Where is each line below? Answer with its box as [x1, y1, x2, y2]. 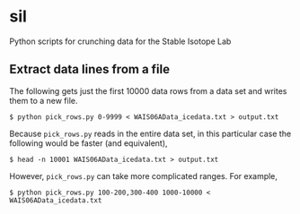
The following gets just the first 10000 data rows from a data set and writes [9, 85, 287, 96]
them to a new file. [9, 95, 78, 106]
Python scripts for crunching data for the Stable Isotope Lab [9, 36, 232, 47]
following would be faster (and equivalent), [9, 137, 168, 149]
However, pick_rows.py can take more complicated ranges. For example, [9, 170, 278, 181]
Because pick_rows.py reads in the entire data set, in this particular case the [9, 128, 292, 139]
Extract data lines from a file [9, 62, 171, 77]
